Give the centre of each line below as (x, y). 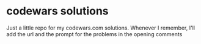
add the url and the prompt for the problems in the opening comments (94, 34)
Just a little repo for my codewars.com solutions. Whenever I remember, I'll (101, 28)
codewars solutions (57, 11)
